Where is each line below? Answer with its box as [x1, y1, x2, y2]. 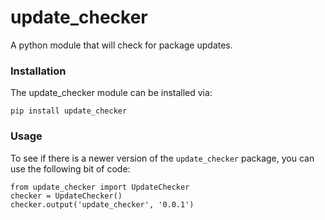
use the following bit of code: [10, 162, 131, 175]
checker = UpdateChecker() [10, 191, 123, 201]
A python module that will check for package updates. [10, 39, 233, 51]
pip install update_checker [10, 106, 128, 116]
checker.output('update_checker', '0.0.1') [10, 199, 195, 210]
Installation [10, 64, 67, 78]
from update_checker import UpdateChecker [10, 182, 190, 192]
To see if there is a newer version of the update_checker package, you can [10, 152, 315, 164]
